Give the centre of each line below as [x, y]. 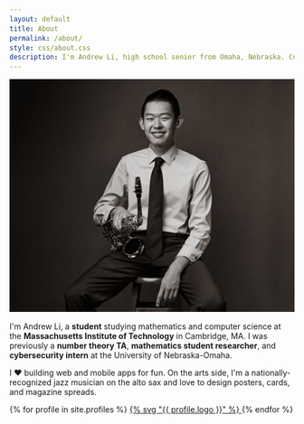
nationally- [271, 372]
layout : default [40, 19]
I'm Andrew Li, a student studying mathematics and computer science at [145, 326]
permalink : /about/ [46, 38]
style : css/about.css [50, 48]
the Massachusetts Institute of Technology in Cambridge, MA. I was [139, 335]
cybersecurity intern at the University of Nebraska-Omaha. [121, 355]
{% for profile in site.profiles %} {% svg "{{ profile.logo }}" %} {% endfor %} [152, 409]
